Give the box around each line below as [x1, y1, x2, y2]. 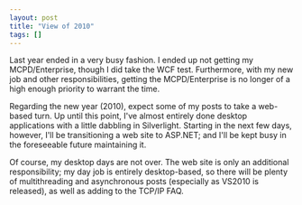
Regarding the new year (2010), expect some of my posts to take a [9, 101, 257, 112]
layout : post [9, 13, 59, 23]
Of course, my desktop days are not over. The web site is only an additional [9, 157, 289, 168]
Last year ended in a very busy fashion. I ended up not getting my [9, 55, 254, 66]
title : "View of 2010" [9, 22, 95, 31]
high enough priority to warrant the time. [9, 83, 160, 95]
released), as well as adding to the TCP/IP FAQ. [9, 186, 185, 197]
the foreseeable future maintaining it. [9, 139, 147, 150]
